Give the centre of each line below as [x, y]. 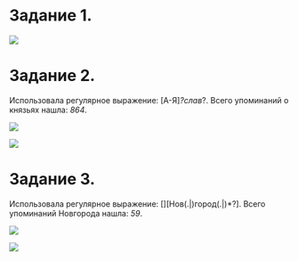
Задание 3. [52, 179]
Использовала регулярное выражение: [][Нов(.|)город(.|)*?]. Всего [137, 204]
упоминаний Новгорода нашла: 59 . [76, 213]
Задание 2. [52, 76]
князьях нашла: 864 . [48, 110]
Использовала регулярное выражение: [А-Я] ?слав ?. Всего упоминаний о [149, 100]
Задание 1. [51, 16]
